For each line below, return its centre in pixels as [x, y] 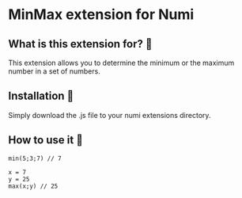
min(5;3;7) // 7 [35, 158]
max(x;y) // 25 [33, 186]
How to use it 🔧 [45, 140]
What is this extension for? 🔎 [80, 44]
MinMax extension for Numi [101, 15]
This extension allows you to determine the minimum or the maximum [121, 63]
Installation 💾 [41, 96]
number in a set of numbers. [54, 71]
